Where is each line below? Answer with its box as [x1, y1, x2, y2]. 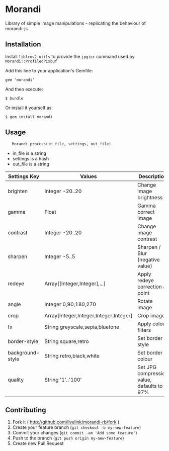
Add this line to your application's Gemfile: [5, 67, 93, 73]
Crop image [137, 312, 165, 319]
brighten [8, 188, 28, 195]
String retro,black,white [44, 352, 100, 359]
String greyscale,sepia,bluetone [44, 323, 120, 330]
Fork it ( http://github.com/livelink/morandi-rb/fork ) [12, 419, 120, 425]
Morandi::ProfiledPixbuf [5, 59, 57, 64]
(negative [137, 256, 160, 263]
